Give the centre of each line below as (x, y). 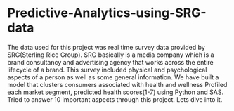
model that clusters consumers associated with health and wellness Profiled (117, 84)
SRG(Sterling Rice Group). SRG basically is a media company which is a (111, 55)
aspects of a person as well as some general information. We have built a (113, 77)
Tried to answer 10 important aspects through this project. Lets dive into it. (115, 99)
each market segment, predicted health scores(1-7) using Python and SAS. (115, 92)
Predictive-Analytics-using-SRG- (107, 13)
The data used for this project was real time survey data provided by (106, 47)
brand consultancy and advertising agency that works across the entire (110, 62)
